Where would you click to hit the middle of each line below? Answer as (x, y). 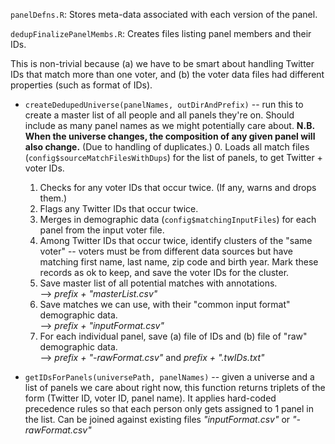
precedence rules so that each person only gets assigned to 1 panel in (169, 408)
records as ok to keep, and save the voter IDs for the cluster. (164, 272)
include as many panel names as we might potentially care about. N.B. (169, 125)
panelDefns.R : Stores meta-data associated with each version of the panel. (164, 14)
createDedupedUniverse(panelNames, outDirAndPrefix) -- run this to (164, 104)
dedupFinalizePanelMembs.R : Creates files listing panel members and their (161, 33)
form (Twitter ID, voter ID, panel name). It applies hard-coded (150, 398)
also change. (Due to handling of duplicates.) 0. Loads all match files (167, 147)
